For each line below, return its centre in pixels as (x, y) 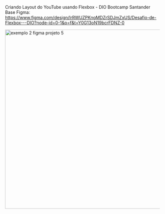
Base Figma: (18, 12)
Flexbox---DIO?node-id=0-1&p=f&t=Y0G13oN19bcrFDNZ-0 (65, 23)
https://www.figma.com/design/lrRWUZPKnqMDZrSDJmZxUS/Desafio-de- (81, 17)
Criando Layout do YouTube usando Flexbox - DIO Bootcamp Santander (78, 7)
